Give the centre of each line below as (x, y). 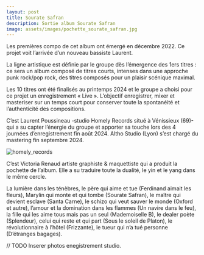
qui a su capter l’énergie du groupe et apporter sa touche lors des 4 (91, 127)
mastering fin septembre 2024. (45, 140)
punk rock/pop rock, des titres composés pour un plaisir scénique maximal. (101, 77)
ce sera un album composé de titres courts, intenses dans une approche (97, 71)
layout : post (23, 12)
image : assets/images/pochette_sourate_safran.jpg (72, 29)
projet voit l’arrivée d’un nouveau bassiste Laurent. (70, 53)
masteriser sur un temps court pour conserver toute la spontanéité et (93, 102)
